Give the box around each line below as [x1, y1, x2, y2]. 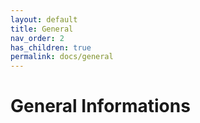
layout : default [10, 14, 78, 25]
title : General [10, 24, 74, 34]
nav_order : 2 [10, 33, 65, 43]
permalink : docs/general [10, 52, 114, 62]
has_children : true [10, 42, 92, 53]
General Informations [10, 95, 191, 118]
